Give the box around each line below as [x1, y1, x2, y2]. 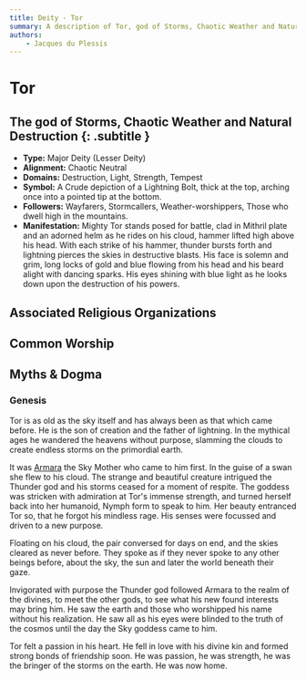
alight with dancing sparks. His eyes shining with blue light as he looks [22, 269, 288, 280]
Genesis [9, 394, 47, 407]
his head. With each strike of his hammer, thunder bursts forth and [22, 240, 272, 251]
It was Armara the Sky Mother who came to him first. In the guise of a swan [9, 461, 293, 472]
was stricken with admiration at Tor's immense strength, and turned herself [9, 490, 291, 501]
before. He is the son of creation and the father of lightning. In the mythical [9, 425, 291, 436]
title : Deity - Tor [9, 13, 84, 23]
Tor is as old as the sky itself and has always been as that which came [9, 415, 273, 426]
